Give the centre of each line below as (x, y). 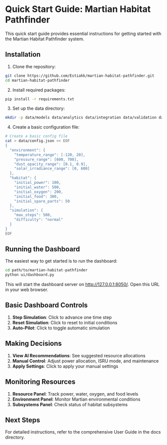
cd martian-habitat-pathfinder (38, 80)
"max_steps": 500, (33, 215)
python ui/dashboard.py (30, 275)
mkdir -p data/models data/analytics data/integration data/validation (81, 118)
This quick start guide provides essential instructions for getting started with (83, 33)
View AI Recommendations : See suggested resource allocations (79, 355)
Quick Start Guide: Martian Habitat (78, 9)
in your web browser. (27, 290)
